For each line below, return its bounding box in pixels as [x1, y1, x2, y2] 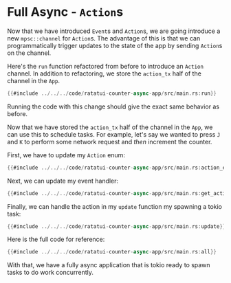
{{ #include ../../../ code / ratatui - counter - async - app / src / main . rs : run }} [7, 90, 217, 97]
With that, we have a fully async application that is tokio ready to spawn [7, 261, 211, 269]
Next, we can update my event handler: [7, 177, 119, 185]
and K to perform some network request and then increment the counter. [7, 137, 212, 146]
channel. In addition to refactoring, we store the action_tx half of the [7, 69, 201, 78]
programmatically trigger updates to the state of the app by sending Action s [7, 41, 223, 49]
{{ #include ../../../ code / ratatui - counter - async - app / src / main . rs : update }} [7, 223, 226, 230]
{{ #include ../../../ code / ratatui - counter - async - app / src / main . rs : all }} [7, 249, 217, 256]
